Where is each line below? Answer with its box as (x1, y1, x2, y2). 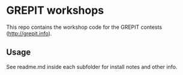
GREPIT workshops (6, 4, 104, 17)
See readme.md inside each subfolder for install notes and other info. (6, 63, 178, 70)
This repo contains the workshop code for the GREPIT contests (6, 23, 163, 31)
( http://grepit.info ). (6, 29, 52, 37)
